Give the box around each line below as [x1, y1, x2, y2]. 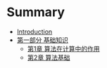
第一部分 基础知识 [16, 36, 68, 44]
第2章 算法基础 [27, 53, 71, 62]
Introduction [16, 27, 53, 36]
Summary [6, 4, 65, 20]
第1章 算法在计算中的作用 [27, 44, 100, 53]
